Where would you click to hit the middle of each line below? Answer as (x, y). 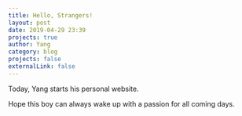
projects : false (35, 60)
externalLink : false (42, 67)
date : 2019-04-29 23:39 (47, 30)
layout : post (29, 23)
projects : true (33, 37)
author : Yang (29, 45)
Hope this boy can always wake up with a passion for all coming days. (121, 103)
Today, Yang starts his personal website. (73, 89)
